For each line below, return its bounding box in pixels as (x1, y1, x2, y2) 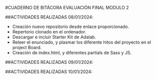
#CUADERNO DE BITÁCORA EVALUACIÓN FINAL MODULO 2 (5, 5, 129, 10)
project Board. (12, 45, 42, 50)
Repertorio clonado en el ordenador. (12, 29, 87, 34)
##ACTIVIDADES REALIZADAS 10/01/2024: (5, 69, 93, 75)
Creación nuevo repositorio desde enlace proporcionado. (12, 24, 129, 29)
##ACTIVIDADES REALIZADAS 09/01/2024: (5, 59, 94, 65)
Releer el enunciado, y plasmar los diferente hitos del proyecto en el (12, 39, 151, 45)
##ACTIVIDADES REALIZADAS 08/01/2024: (5, 14, 94, 20)
